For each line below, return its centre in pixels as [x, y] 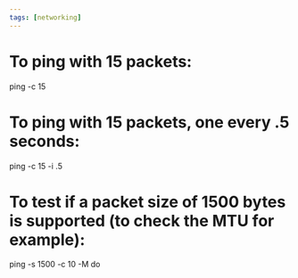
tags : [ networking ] [46, 17]
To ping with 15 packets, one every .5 [149, 122]
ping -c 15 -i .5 [36, 166]
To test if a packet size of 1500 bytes [148, 202]
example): [47, 239]
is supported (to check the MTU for [142, 221]
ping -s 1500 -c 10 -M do [55, 265]
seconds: [45, 141]
